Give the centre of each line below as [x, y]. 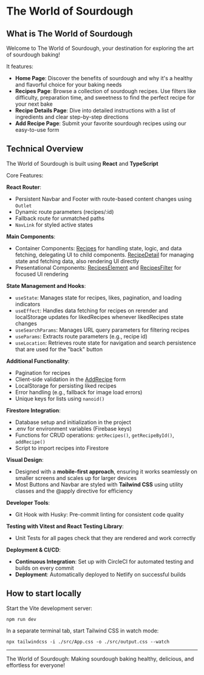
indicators [28, 304]
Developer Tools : [28, 502]
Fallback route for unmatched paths [60, 218]
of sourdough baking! [33, 55]
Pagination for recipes [43, 372]
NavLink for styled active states [54, 224]
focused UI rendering [42, 274]
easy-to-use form [37, 130]
